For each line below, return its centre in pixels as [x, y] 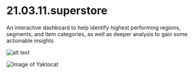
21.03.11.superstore [57, 11]
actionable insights [30, 40]
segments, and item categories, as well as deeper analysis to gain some [97, 34]
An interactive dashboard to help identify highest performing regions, [94, 28]
